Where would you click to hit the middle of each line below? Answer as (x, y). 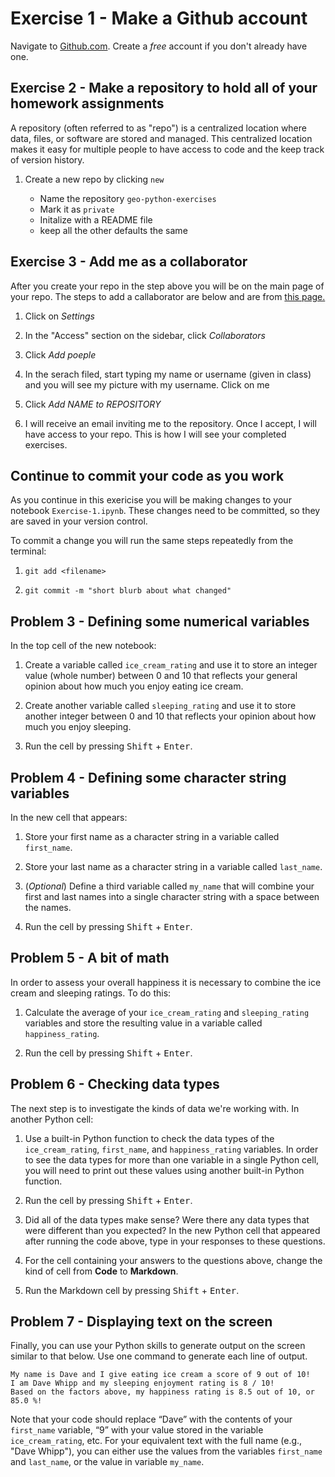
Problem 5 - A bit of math (90, 958)
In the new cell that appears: (69, 817)
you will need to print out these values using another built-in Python (164, 1170)
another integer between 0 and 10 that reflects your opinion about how (170, 716)
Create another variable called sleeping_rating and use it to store (160, 706)
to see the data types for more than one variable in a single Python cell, (172, 1159)
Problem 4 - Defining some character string (148, 777)
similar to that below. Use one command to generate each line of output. (159, 1356)
